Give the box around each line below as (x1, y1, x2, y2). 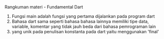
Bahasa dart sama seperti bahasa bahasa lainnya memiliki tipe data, (11, 19, 149, 24)
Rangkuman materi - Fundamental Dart (4, 4, 83, 10)
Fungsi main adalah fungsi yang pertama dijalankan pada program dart (11, 13, 155, 19)
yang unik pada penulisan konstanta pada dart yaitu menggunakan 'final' (11, 29, 159, 34)
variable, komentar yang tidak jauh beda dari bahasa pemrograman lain (11, 24, 156, 29)
